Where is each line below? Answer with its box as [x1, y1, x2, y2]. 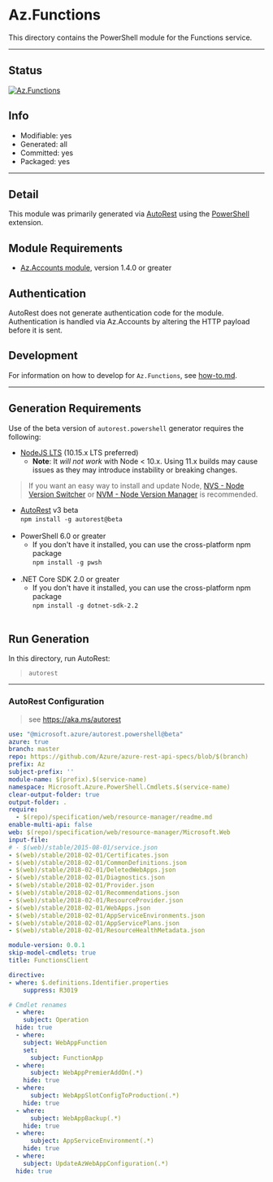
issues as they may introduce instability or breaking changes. [32, 465, 238, 475]
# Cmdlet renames [8, 1001, 67, 1009]
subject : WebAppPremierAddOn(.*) [29, 1069, 144, 1077]
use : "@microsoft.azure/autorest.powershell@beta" [8, 730, 184, 738]
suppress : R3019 [23, 986, 79, 994]
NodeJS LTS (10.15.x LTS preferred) [19, 447, 139, 457]
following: [8, 432, 41, 441]
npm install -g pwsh [32, 558, 102, 567]
